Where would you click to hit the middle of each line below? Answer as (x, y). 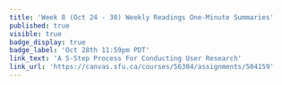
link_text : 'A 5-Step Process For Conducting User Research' (126, 58)
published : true (39, 26)
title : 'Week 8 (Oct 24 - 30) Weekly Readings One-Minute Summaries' (142, 17)
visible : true (36, 34)
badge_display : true (48, 42)
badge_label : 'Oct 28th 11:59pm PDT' (80, 50)
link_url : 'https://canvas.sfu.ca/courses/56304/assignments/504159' (142, 67)
